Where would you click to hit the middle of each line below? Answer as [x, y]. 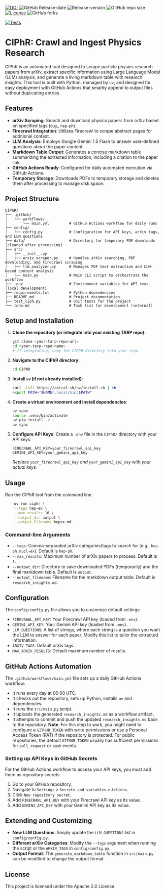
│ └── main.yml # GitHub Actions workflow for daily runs [81, 223]
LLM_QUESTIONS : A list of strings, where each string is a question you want [86, 630]
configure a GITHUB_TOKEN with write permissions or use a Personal [79, 730]
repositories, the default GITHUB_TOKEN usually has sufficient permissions [85, 740]
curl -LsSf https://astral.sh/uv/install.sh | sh [64, 388]
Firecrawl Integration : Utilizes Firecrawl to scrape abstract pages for [82, 131]
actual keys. [25, 467]
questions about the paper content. [48, 146]
